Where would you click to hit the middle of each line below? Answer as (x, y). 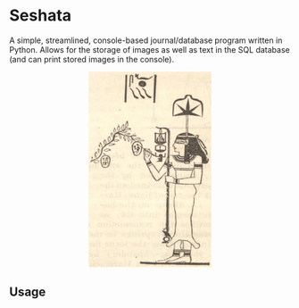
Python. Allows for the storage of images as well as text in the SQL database (149, 49)
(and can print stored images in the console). (92, 59)
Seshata (41, 16)
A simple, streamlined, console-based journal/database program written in (146, 40)
